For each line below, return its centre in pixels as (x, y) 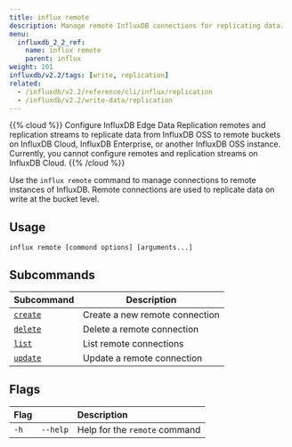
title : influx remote (49, 17)
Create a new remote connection (151, 315)
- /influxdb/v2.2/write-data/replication (95, 100)
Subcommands (52, 275)
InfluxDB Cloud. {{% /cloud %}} (67, 163)
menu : (19, 34)
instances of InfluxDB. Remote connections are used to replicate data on (142, 190)
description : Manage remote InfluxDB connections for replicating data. (147, 26)
